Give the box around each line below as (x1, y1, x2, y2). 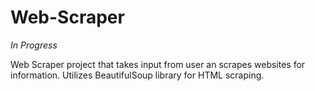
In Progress (10, 39, 58, 51)
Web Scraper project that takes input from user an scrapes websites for (10, 58, 306, 70)
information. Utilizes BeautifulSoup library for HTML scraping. (10, 69, 265, 81)
